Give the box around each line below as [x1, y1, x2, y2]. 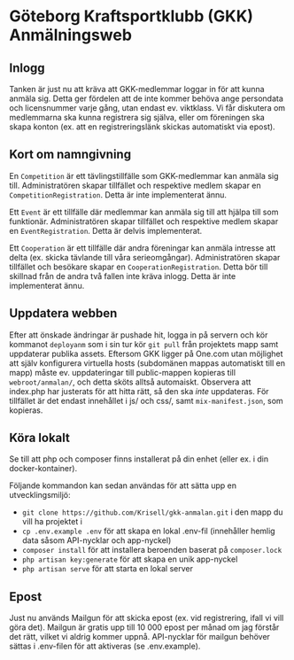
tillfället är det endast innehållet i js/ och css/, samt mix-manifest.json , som [9, 395, 283, 406]
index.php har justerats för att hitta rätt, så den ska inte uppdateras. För [9, 385, 269, 396]
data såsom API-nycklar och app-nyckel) [21, 535, 172, 546]
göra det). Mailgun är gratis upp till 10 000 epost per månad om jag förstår [9, 622, 280, 633]
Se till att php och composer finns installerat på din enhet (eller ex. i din [9, 454, 269, 464]
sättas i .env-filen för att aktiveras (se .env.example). [9, 641, 201, 652]
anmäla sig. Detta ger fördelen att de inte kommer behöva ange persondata [9, 93, 283, 104]
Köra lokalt [9, 431, 71, 446]
